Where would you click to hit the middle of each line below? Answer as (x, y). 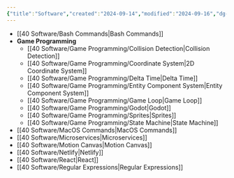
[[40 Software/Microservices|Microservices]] (82, 138)
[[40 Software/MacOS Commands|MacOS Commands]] (97, 130)
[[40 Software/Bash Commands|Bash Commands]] (90, 34)
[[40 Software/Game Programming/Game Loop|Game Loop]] (115, 100)
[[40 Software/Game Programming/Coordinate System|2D (111, 63)
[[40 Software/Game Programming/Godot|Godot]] (99, 107)
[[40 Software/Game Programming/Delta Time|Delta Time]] (112, 78)
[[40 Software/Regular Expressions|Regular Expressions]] (100, 167)
